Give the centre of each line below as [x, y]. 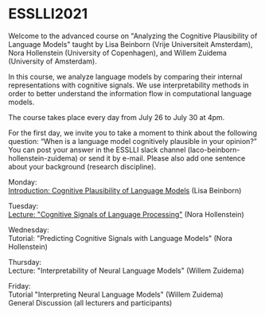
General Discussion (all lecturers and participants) [90, 302]
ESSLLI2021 [48, 14]
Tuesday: [23, 206]
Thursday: [25, 262]
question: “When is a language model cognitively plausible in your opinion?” [132, 141]
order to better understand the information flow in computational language [130, 93]
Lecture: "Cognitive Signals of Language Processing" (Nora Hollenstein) [126, 214]
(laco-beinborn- [214, 150]
